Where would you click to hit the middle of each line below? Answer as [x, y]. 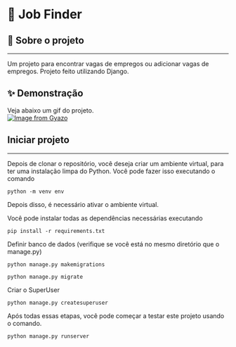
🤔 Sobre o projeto [46, 40]
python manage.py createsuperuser [58, 303]
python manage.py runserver [48, 336]
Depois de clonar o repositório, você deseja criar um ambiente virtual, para [116, 163]
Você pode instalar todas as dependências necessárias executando [105, 218]
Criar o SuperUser [33, 290]
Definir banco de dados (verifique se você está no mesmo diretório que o [113, 244]
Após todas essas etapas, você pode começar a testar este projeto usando [116, 315]
